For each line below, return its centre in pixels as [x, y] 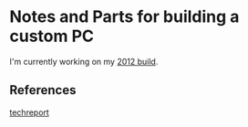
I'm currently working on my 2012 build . [84, 61]
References [43, 90]
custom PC [52, 36]
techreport [30, 112]
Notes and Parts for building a [124, 17]
